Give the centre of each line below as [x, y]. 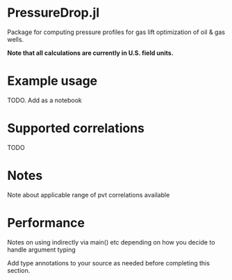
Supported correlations [76, 128]
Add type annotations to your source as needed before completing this [109, 263]
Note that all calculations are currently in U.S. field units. [90, 53]
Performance [46, 223]
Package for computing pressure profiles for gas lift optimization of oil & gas [116, 32]
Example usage [52, 81]
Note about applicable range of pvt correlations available [89, 195]
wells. [16, 39]
